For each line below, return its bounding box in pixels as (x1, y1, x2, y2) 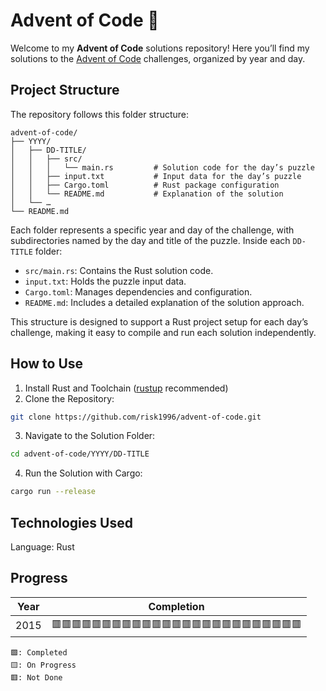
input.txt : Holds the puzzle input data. (24, 275, 187, 287)
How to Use (10, 355, 84, 373)
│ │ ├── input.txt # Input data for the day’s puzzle (10, 171, 302, 181)
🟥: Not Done (10, 672, 63, 683)
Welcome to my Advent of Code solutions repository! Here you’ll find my (10, 42, 310, 54)
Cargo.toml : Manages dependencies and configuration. (24, 285, 253, 298)
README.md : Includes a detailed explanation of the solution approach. (24, 296, 305, 308)
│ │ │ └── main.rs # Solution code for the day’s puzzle (10, 162, 315, 173)
